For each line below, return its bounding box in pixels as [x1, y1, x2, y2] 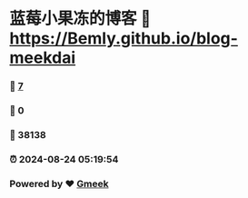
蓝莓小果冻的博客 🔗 [9, 8, 152, 29]
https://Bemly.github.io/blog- [9, 28, 239, 49]
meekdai [9, 47, 76, 68]
